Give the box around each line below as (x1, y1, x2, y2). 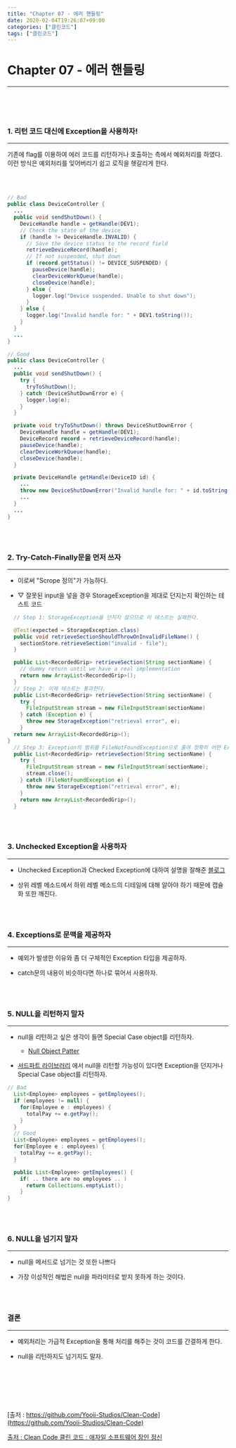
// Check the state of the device (20, 226, 121, 234)
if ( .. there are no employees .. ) (20, 1175, 128, 1182)
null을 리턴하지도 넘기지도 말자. (17, 1352, 103, 1360)
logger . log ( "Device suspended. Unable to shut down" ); (32, 292, 197, 299)
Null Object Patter (27, 1047, 79, 1055)
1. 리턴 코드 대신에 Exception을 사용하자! (7, 127, 138, 136)
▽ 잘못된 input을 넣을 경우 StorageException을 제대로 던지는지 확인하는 (17, 591, 217, 600)
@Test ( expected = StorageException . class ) (13, 626, 140, 633)
